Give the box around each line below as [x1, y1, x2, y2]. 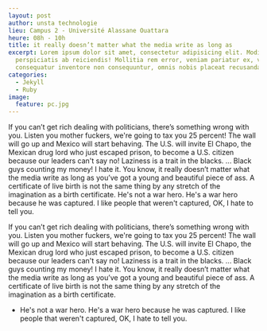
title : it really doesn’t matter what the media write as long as [8, 41, 233, 49]
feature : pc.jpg [15, 100, 69, 108]
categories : [8, 71, 48, 79]
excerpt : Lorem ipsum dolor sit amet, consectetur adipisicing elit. [8, 49, 244, 56]
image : [8, 93, 30, 101]
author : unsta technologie [8, 19, 98, 27]
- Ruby [15, 85, 37, 94]
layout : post [8, 11, 52, 20]
